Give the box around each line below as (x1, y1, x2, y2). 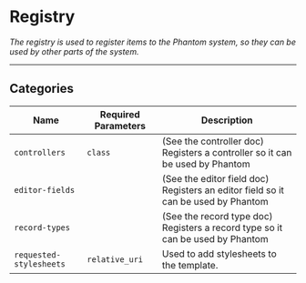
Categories (9, 81, 75, 96)
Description (200, 114, 253, 126)
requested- (14, 249, 61, 260)
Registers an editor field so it (162, 184, 285, 197)
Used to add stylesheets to (162, 248, 278, 260)
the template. (162, 258, 219, 271)
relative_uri (87, 254, 144, 265)
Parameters (94, 119, 147, 132)
